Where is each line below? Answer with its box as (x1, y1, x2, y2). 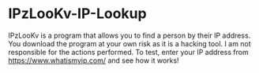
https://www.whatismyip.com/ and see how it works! (8, 56, 179, 65)
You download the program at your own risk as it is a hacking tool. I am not (8, 38, 251, 48)
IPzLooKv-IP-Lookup (8, 5, 148, 23)
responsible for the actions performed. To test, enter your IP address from (8, 47, 249, 57)
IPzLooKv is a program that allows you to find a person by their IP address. (8, 31, 251, 40)
